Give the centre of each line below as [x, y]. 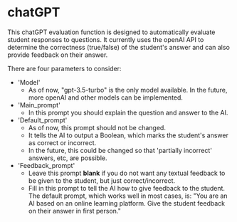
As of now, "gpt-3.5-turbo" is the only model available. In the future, [128, 90]
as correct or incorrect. [62, 142]
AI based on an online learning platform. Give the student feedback [127, 203]
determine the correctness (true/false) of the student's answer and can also [118, 47]
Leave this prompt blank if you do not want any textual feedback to [127, 173]
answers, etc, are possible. [68, 158]
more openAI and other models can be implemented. [106, 97]
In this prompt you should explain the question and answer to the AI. [128, 112]
